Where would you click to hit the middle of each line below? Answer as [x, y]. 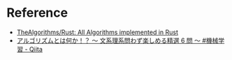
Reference [37, 13]
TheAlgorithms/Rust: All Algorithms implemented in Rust [97, 32]
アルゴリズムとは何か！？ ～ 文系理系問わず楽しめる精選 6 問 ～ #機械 [117, 40]
